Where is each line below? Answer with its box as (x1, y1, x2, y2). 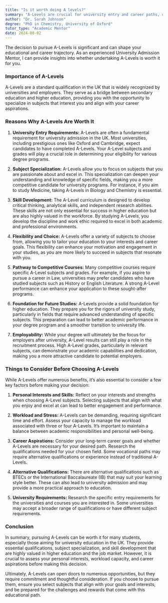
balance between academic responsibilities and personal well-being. (12, 428, 154, 434)
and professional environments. (12, 224, 78, 230)
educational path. (5, 592, 41, 598)
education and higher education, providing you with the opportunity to (5, 95, 150, 101)
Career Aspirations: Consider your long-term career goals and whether (12, 438, 160, 444)
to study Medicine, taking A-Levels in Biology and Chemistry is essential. (12, 187, 162, 193)
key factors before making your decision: (5, 382, 90, 388)
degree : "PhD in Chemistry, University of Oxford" (5, 21, 113, 27)
